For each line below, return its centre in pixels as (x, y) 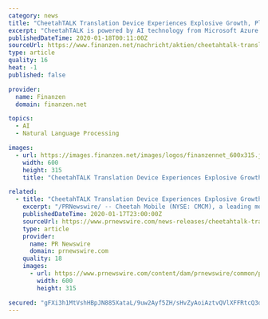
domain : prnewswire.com (69, 251)
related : (23, 192)
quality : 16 (28, 61)
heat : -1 (23, 68)
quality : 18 (42, 259)
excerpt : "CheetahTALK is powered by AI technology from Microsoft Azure (134, 30)
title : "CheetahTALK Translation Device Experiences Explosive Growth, (130, 23)
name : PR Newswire (60, 244)
